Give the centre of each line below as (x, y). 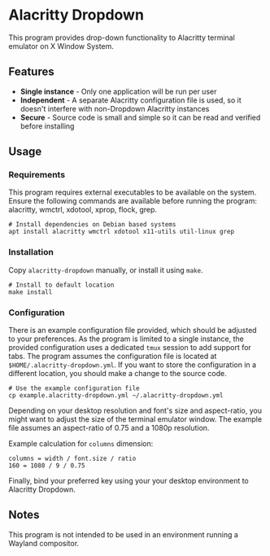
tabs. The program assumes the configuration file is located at (113, 357)
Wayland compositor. (44, 543)
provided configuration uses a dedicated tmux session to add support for (130, 348)
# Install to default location (61, 285)
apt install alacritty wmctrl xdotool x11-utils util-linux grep (121, 232)
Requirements (37, 175)
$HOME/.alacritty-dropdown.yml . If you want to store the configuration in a (133, 365)
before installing (47, 126)
